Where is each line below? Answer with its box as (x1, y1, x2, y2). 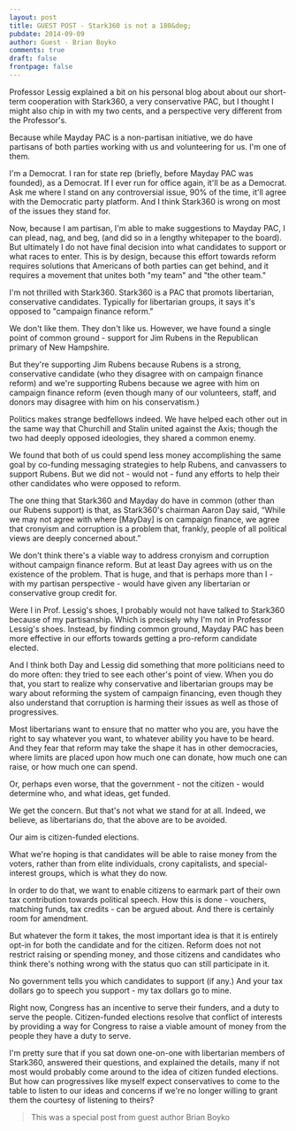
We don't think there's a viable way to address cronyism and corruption (9, 550, 269, 561)
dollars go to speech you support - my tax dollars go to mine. (9, 985, 232, 995)
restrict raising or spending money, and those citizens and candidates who (9, 949, 281, 959)
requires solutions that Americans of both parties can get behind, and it (9, 260, 269, 271)
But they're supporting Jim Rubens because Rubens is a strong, (9, 359, 241, 369)
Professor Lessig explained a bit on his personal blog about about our (9, 86, 262, 97)
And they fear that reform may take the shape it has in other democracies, (9, 742, 278, 753)
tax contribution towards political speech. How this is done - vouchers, (9, 894, 267, 904)
